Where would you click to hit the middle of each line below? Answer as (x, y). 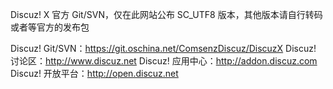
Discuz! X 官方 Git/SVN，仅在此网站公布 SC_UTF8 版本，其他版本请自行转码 (166, 14)
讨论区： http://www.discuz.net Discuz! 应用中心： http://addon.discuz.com (164, 61)
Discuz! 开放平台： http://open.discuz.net (94, 73)
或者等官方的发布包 (50, 27)
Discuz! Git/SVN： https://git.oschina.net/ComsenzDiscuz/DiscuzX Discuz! (163, 48)
